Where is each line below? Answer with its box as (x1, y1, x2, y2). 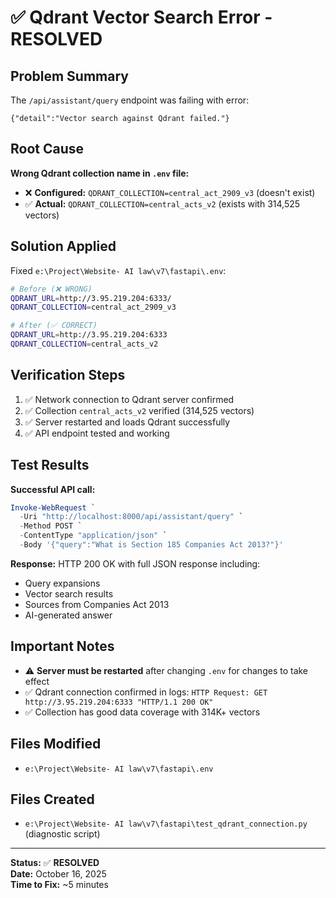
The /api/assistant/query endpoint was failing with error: (10, 94, 250, 106)
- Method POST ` (19, 521, 83, 531)
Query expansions (24, 577, 101, 589)
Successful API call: (10, 483, 96, 495)
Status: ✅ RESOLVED (10, 857, 100, 869)
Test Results (10, 457, 90, 474)
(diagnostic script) (24, 828, 101, 840)
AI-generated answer (24, 609, 113, 621)
